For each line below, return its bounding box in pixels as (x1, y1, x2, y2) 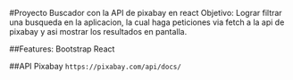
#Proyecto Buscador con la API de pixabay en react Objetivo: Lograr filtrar (9, 8, 283, 18)
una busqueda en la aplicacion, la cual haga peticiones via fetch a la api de (9, 17, 285, 28)
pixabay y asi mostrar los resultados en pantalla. (9, 27, 188, 36)
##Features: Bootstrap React (9, 44, 115, 54)
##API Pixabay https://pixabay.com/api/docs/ (9, 61, 181, 71)
